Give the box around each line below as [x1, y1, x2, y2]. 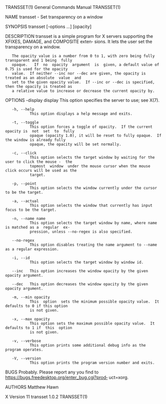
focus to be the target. [5, 207, 57, 212]
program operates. [5, 347, 43, 352]
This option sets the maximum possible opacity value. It [29, 321, 155, 326]
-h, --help [11, 107, 35, 112]
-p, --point [11, 181, 37, 186]
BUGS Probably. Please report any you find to [5, 369, 99, 375]
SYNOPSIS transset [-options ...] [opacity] [5, 23, 92, 29]
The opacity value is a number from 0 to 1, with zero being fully [11, 53, 155, 58]
